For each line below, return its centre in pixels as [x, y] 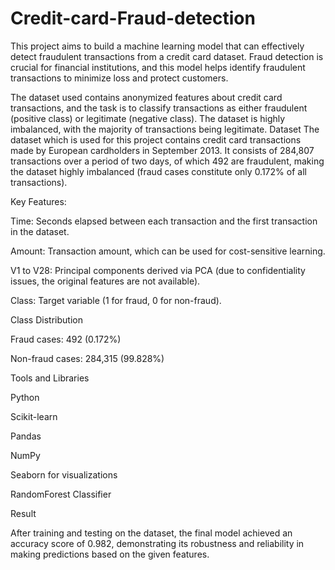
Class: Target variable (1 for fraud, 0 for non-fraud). [116, 300]
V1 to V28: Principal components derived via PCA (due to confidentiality [158, 270]
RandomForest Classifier [61, 494]
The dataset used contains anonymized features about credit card [146, 97]
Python [25, 397]
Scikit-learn [34, 416]
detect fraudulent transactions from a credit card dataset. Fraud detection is [167, 56]
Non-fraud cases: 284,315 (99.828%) [87, 358]
